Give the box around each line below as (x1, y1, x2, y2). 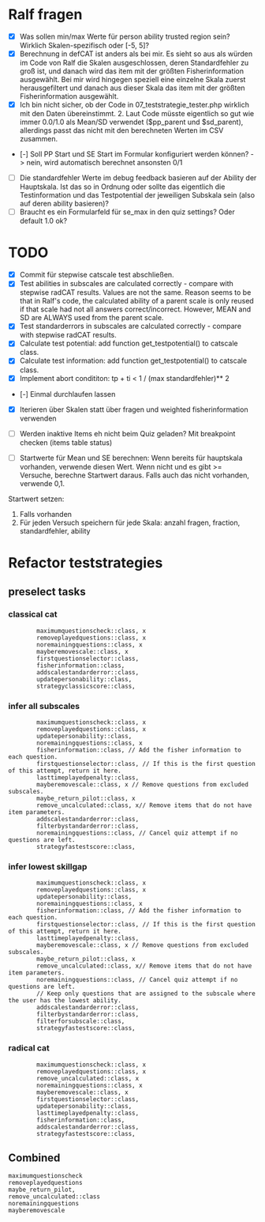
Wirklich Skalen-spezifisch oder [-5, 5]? (19, 41, 150, 50)
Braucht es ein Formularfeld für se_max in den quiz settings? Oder (19, 207, 235, 217)
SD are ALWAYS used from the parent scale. (19, 313, 164, 322)
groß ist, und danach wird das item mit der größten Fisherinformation (19, 66, 244, 76)
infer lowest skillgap (8, 861, 88, 872)
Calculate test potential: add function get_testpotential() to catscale (19, 338, 238, 349)
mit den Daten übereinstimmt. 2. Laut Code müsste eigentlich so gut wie (19, 109, 255, 119)
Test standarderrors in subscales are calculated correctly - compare (19, 322, 242, 331)
